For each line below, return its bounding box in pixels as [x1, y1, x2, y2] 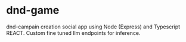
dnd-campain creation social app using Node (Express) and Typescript [6, 23, 181, 30]
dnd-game [6, 4, 60, 17]
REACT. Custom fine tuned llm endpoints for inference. [6, 29, 141, 36]
